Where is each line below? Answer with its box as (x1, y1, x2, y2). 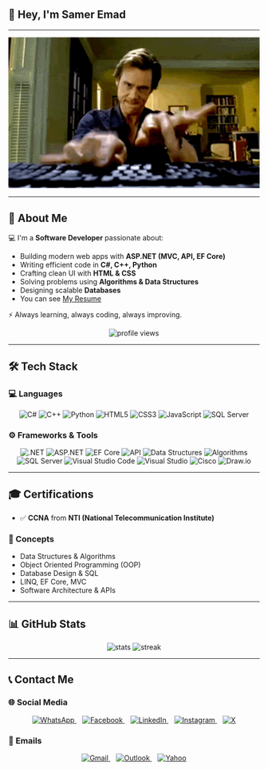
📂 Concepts (8, 533, 54, 544)
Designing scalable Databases (19, 285, 121, 296)
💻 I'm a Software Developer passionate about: (8, 233, 164, 243)
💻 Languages (8, 388, 63, 399)
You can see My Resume (19, 294, 102, 304)
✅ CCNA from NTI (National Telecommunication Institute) (19, 513, 215, 522)
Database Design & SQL (19, 569, 99, 578)
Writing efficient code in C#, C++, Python (19, 260, 157, 270)
